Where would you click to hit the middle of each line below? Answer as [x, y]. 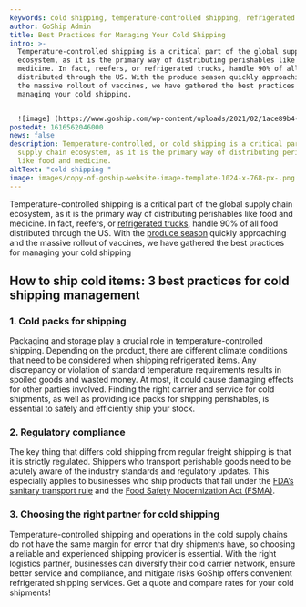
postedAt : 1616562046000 [56, 127]
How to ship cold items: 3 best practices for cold [149, 280]
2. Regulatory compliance [67, 432]
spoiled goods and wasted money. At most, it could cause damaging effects [152, 380]
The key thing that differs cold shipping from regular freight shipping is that [150, 452]
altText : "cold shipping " [61, 170]
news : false [32, 136]
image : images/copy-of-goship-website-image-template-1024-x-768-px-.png [153, 178]
